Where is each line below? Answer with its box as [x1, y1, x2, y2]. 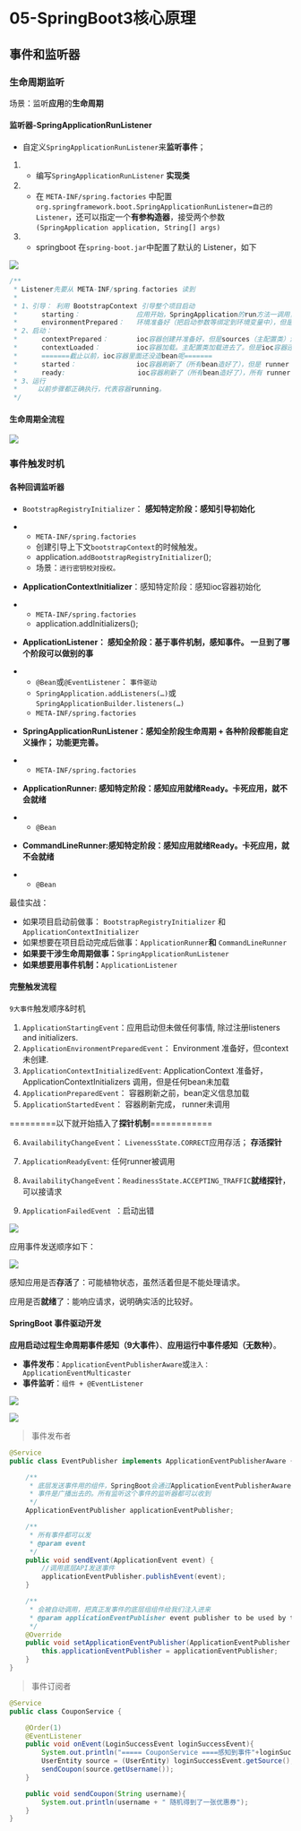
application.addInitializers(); [35, 618, 139, 628]
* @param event [29, 1539, 87, 1548]
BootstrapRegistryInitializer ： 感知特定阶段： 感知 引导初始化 [21, 503, 255, 514]
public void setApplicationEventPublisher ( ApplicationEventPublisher [25, 1638, 291, 1647]
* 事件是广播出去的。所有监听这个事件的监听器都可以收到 [29, 1490, 211, 1498]
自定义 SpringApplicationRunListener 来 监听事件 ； [21, 142, 206, 152]
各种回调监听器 [9, 481, 64, 492]
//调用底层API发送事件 [41, 1564, 116, 1573]
